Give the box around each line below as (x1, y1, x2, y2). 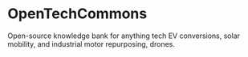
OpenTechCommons (7, 5, 148, 23)
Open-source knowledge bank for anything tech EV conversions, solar (7, 31, 241, 40)
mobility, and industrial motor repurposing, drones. (7, 39, 176, 48)
